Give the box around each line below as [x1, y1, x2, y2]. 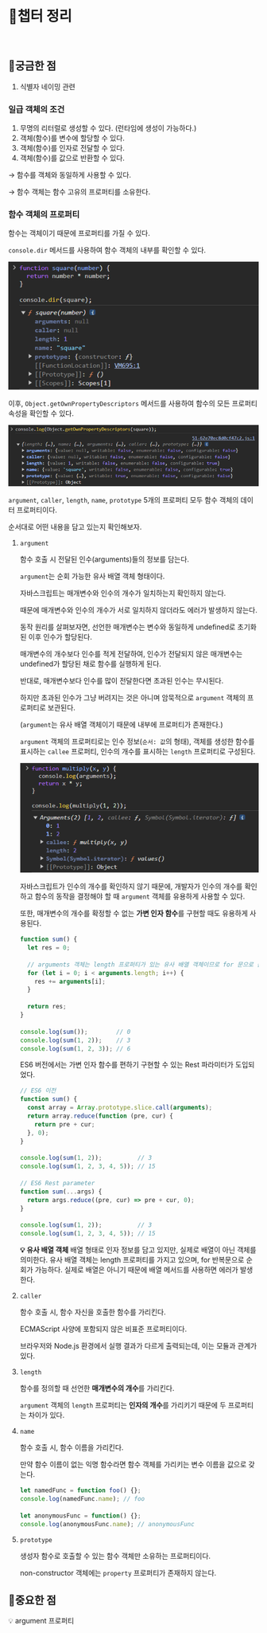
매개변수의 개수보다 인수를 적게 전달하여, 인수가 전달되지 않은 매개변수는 [19, 649, 243, 659]
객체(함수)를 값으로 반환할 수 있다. [19, 153, 126, 163]
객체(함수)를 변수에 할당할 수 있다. [19, 133, 126, 143]
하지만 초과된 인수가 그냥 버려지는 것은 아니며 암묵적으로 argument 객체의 [19, 693, 246, 703]
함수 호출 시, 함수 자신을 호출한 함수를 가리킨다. [19, 1307, 167, 1317]
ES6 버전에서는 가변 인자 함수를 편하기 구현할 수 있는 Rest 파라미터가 [19, 1060, 234, 1070]
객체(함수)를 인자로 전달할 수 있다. [19, 143, 126, 153]
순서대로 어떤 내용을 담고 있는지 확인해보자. [8, 523, 142, 532]
